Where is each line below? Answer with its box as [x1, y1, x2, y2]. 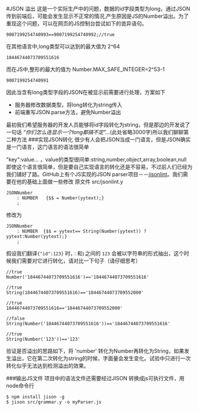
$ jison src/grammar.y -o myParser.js [6, 399, 102, 405]
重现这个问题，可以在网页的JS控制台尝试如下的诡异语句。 [6, 20, 147, 27]
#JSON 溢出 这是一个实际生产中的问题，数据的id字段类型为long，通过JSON [6, 5, 190, 12]
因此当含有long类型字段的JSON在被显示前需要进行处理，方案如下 [6, 89, 165, 96]
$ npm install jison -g [6, 394, 65, 400]
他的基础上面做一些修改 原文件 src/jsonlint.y [16, 178, 124, 185]
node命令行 [6, 382, 34, 389]
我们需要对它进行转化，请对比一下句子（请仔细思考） [11, 257, 141, 264]
